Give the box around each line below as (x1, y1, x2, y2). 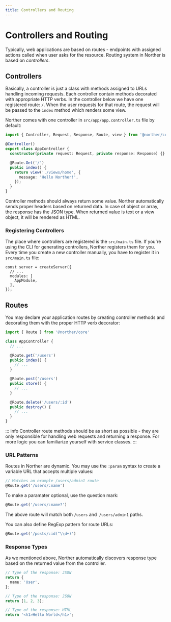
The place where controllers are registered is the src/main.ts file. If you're (5, 238, 161, 245)
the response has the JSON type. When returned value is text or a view (5, 209, 155, 215)
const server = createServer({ (5, 265, 72, 270)
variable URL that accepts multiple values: (5, 468, 94, 475)
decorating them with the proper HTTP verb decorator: (5, 320, 121, 326)
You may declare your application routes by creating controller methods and (5, 314, 165, 320)
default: (5, 122, 22, 129)
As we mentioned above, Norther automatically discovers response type (5, 555, 157, 561)
